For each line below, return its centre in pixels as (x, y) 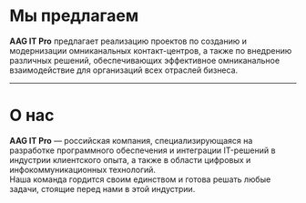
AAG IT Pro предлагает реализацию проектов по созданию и (128, 41)
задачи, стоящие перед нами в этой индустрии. (102, 188)
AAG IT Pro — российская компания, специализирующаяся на (131, 140)
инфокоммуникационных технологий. (83, 169)
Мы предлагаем (74, 16)
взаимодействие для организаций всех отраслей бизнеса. (124, 70)
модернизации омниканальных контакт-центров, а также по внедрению (151, 50)
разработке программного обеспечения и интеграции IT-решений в (143, 150)
